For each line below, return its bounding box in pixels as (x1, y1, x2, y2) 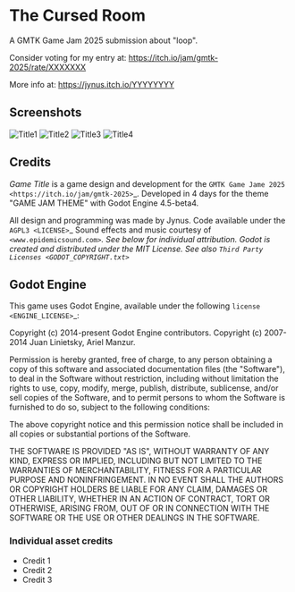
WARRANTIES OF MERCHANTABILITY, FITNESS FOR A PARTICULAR (9, 465, 262, 476)
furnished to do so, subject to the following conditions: (9, 402, 210, 412)
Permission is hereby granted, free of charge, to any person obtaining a (9, 354, 273, 365)
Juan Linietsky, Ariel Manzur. (29, 337, 136, 348)
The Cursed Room (9, 5, 146, 26)
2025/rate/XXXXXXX (9, 62, 87, 72)
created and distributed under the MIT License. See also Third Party (9, 243, 264, 254)
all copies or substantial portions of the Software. (9, 428, 190, 439)
